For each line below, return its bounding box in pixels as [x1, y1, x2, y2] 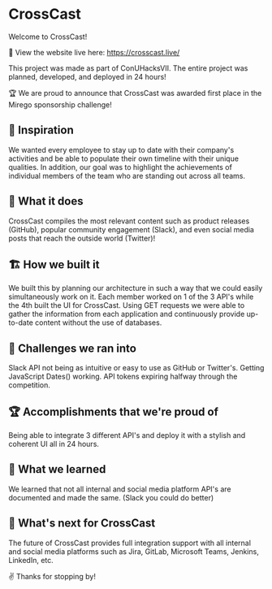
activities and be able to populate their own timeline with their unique [8, 154, 240, 163]
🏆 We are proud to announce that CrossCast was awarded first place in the [8, 88, 262, 97]
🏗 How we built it [8, 258, 100, 271]
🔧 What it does [8, 194, 84, 208]
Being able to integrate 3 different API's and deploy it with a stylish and [8, 431, 246, 440]
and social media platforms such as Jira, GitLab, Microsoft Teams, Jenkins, [8, 546, 260, 557]
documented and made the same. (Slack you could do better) [8, 492, 214, 502]
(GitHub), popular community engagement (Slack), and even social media [8, 224, 254, 234]
